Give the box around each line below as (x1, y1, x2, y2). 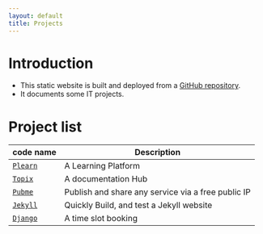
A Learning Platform (64, 161, 140, 172)
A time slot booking (64, 213, 138, 224)
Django (12, 214, 38, 223)
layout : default (8, 11, 63, 20)
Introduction (8, 54, 94, 73)
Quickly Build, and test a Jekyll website (64, 199, 213, 211)
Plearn (12, 161, 38, 170)
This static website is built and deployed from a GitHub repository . (19, 81, 241, 90)
